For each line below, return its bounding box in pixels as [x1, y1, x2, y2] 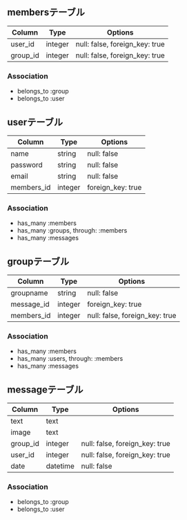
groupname [10, 288, 48, 298]
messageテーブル [7, 384, 83, 395]
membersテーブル [7, 6, 85, 19]
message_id [10, 300, 50, 310]
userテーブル [7, 116, 63, 128]
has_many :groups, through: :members [17, 226, 128, 235]
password [10, 160, 43, 170]
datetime [46, 461, 75, 471]
